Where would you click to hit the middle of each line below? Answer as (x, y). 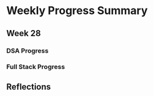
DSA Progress (28, 51)
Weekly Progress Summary (77, 11)
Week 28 (24, 33)
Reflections (29, 87)
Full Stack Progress (36, 67)
